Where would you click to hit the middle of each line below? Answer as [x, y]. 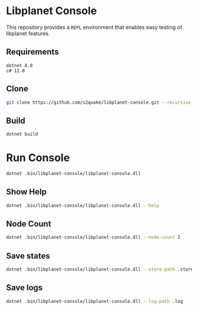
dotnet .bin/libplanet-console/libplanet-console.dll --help [83, 205]
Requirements [32, 52]
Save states [28, 255]
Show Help [27, 192]
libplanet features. [28, 33]
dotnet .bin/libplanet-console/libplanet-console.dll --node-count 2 [93, 238]
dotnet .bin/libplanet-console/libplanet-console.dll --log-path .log [95, 301]
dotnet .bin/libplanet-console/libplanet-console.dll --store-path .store [100, 269]
